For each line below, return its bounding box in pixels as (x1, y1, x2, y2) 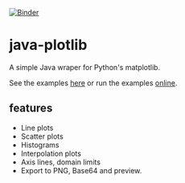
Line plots (20, 123, 54, 132)
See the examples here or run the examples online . (9, 77, 178, 88)
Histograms (20, 139, 60, 149)
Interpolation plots (20, 148, 81, 158)
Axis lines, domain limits (20, 157, 101, 167)
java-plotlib (9, 36, 88, 54)
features (9, 102, 53, 115)
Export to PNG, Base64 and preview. (20, 165, 142, 175)
